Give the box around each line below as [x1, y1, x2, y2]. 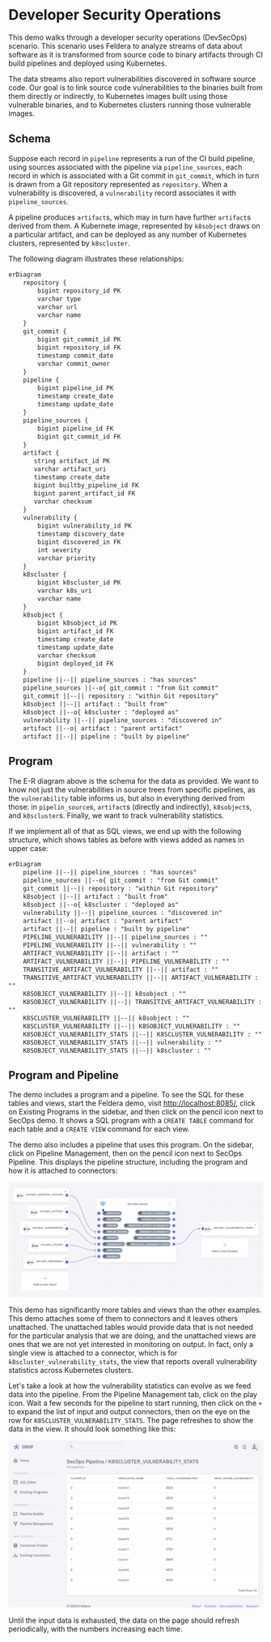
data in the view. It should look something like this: [8, 1424, 176, 1434]
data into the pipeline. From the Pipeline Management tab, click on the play [8, 1390, 257, 1400]
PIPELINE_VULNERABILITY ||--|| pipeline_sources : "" [23, 933, 208, 941]
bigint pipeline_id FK [37, 424, 114, 433]
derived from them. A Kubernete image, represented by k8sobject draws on [8, 220, 260, 230]
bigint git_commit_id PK [37, 335, 121, 344]
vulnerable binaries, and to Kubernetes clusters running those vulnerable [8, 100, 252, 109]
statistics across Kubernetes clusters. [8, 1366, 133, 1375]
